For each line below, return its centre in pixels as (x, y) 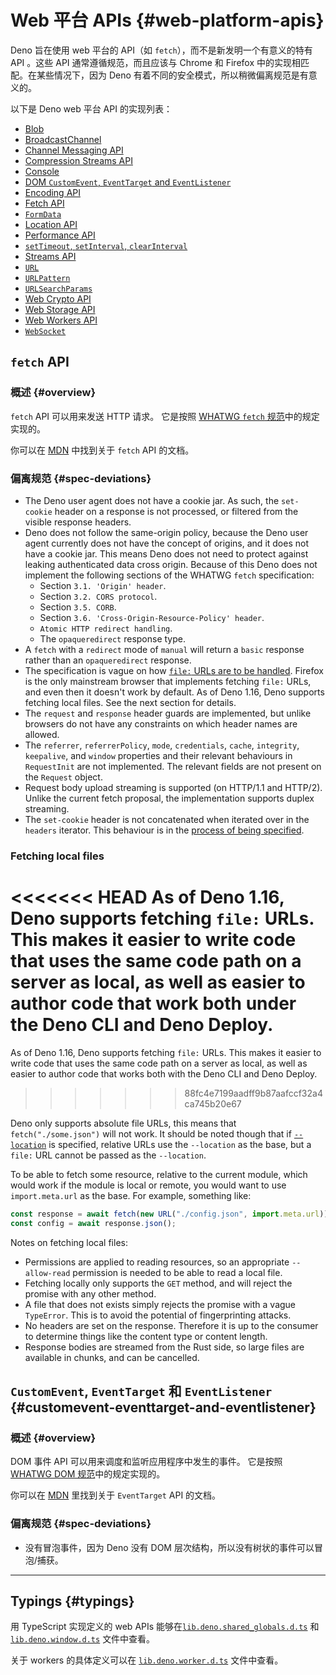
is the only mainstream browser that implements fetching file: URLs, (168, 681)
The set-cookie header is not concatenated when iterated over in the (167, 819)
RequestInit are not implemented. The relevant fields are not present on (173, 766)
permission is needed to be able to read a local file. (177, 1272)
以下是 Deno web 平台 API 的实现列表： (91, 108)
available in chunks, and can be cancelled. (112, 1357)
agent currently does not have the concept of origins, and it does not (166, 543)
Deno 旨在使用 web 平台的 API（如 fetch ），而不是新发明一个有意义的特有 (161, 50)
